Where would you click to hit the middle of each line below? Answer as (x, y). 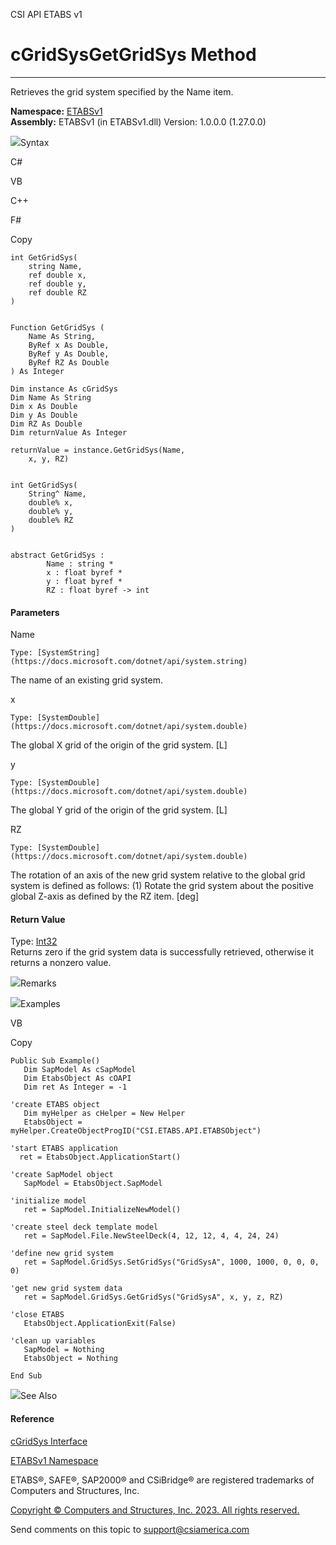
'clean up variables (53, 1341)
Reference (32, 1418)
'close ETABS (37, 1315)
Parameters (35, 612)
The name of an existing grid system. (86, 680)
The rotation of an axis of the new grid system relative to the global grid (158, 875)
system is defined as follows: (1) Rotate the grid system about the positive (162, 886)
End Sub (26, 1376)
